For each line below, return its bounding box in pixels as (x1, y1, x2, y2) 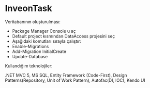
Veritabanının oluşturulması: (5, 19, 60, 25)
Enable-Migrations (12, 43, 49, 49)
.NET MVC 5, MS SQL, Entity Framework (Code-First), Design (5, 72, 127, 78)
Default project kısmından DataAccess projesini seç (12, 33, 115, 39)
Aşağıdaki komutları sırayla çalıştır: (12, 38, 81, 44)
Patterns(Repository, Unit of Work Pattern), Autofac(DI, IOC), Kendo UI (5, 77, 145, 83)
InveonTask (5, 3, 52, 14)
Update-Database (12, 53, 48, 59)
